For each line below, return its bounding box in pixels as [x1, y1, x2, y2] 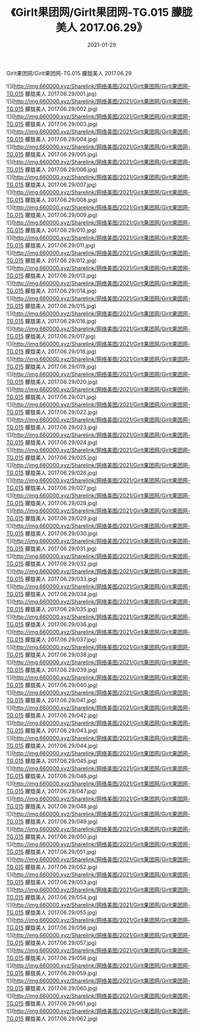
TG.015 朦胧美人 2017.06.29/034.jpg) [6, 590, 98, 597]
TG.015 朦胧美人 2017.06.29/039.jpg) [6, 666, 98, 673]
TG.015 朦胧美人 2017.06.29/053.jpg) [6, 878, 98, 885]
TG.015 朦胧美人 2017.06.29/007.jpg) [6, 181, 97, 188]
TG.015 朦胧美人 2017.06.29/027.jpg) [6, 484, 97, 491]
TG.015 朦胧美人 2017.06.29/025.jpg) [6, 454, 98, 461]
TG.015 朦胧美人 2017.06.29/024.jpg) [6, 438, 98, 446]
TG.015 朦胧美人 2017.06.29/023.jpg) [6, 423, 98, 431]
